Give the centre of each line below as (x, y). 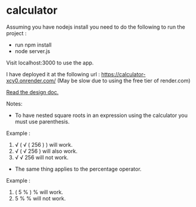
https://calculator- (123, 74)
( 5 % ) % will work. (39, 192)
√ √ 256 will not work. (42, 157)
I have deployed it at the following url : (53, 74)
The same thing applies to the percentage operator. (78, 169)
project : (16, 33)
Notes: (14, 103)
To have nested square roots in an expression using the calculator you (101, 115)
